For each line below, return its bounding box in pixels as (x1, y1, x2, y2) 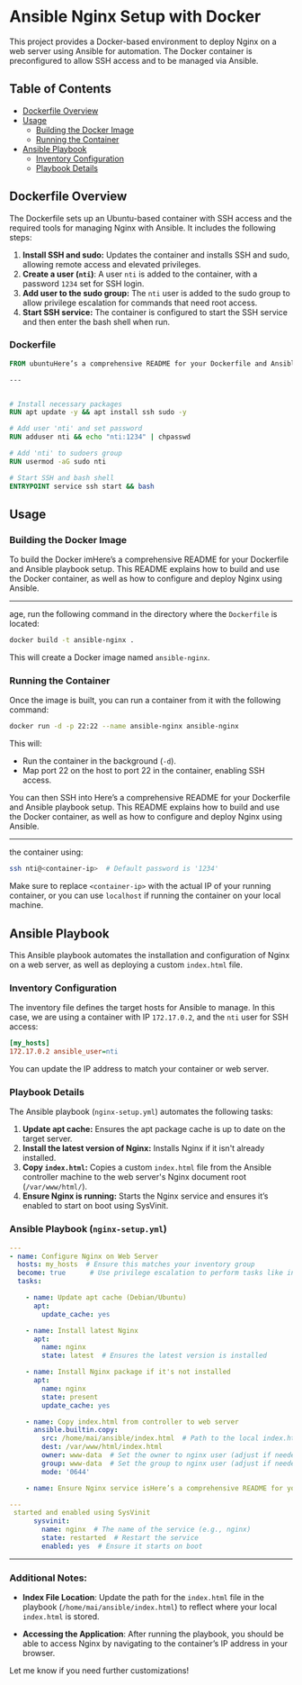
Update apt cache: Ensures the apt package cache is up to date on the (22, 1124, 286, 1135)
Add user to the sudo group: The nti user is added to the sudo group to (22, 287, 290, 298)
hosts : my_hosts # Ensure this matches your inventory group (17, 1260, 255, 1269)
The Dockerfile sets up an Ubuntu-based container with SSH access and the (9, 213, 292, 223)
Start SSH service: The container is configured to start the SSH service (22, 306, 288, 317)
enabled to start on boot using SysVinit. (22, 1200, 169, 1211)
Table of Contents (9, 81, 112, 96)
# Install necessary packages (9, 399, 123, 409)
